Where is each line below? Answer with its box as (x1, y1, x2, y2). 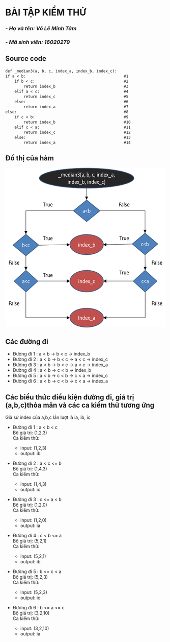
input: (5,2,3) (20, 589, 47, 596)
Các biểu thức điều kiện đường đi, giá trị (5, 393, 134, 401)
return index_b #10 (23, 120, 131, 125)
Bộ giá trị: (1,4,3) (12, 466, 47, 472)
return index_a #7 (23, 104, 129, 109)
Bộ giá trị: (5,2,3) (12, 574, 48, 580)
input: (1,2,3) (20, 445, 47, 451)
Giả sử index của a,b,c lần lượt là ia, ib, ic (5, 414, 91, 420)
